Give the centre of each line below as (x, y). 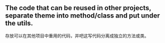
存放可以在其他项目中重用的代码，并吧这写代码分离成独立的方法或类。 (77, 36)
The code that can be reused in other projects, (78, 8)
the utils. (19, 23)
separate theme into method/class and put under (82, 16)
